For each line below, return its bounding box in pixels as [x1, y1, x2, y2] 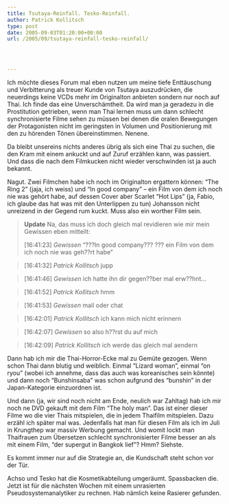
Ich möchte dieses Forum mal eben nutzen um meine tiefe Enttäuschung [7, 78, 212, 86]
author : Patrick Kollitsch [7, 16, 84, 23]
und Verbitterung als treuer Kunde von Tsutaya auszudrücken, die [7, 86, 193, 94]
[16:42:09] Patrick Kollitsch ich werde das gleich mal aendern [23, 341, 197, 350]
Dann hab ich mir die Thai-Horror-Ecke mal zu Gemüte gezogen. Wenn [7, 355, 207, 363]
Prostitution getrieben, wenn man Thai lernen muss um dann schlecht [7, 108, 204, 116]
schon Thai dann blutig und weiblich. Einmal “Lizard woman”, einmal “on [7, 361, 211, 370]
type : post [7, 23, 38, 29]
